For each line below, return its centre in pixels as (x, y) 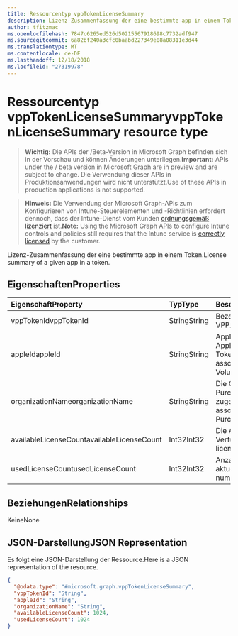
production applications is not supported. (85, 190)
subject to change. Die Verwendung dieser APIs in (98, 174)
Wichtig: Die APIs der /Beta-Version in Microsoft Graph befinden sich (126, 152)
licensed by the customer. (62, 241)
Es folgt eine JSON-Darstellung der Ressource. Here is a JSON (98, 559)
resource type (166, 132)
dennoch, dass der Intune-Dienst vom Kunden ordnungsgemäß (117, 218)
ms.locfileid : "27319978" (45, 67)
